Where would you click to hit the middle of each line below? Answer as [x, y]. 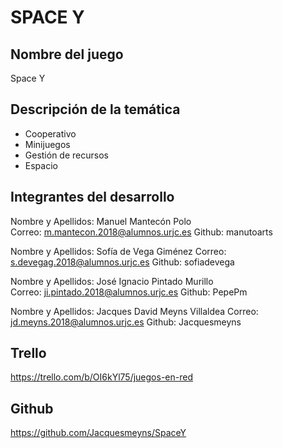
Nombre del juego [67, 54]
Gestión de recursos [66, 155]
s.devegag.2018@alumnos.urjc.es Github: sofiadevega [122, 262]
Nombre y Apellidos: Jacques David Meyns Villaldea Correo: [134, 311]
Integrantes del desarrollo [92, 197]
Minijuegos [47, 144]
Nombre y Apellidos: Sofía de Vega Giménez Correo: [118, 251]
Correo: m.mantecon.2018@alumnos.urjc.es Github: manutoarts [141, 232]
